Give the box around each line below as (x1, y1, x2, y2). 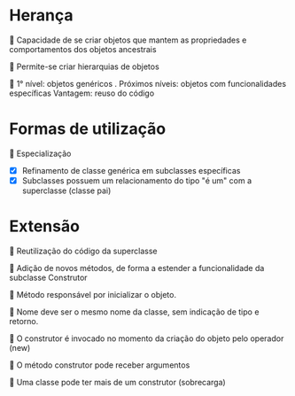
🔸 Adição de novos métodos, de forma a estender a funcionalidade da (9, 262, 265, 273)
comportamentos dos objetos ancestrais (9, 43, 157, 54)
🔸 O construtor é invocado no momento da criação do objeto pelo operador (9, 333, 284, 344)
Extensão (9, 216, 80, 237)
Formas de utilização (9, 119, 167, 139)
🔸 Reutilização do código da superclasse (9, 245, 158, 256)
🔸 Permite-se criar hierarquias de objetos (9, 61, 159, 72)
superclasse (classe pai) (21, 185, 112, 196)
